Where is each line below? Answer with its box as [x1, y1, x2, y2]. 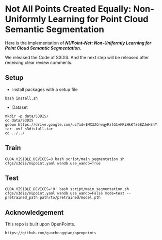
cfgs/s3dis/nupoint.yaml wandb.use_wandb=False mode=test [5, 191, 125, 196]
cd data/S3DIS [5, 118, 34, 123]
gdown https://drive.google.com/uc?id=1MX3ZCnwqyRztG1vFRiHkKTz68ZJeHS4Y [5, 122, 158, 127]
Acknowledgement [5, 208, 64, 216]
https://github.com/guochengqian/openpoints [5, 231, 97, 236]
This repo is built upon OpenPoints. [5, 221, 76, 227]
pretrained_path [5, 195, 38, 200]
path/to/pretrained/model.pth [39, 195, 101, 200]
